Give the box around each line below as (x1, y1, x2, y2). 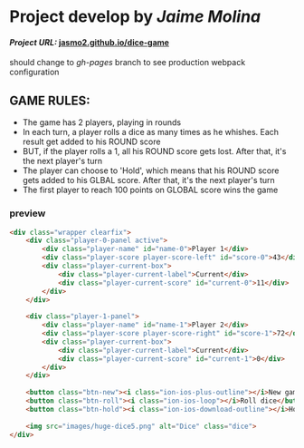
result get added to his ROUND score (22, 136, 161, 147)
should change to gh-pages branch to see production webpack (9, 57, 246, 68)
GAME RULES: (9, 93, 90, 108)
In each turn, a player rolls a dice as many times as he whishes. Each (22, 127, 279, 138)
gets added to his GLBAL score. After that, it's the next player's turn (22, 175, 275, 186)
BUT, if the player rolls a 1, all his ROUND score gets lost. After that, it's (22, 146, 287, 157)
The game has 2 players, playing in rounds (22, 117, 182, 128)
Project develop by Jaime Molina (9, 6, 261, 27)
